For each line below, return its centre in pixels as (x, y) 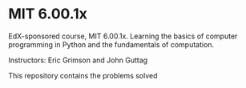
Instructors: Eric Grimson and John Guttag (78, 60)
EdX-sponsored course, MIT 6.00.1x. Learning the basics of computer (123, 36)
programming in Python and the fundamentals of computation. (111, 44)
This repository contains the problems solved (83, 75)
